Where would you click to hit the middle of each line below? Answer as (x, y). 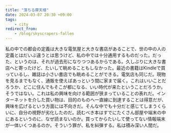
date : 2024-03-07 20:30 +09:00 (39, 15)
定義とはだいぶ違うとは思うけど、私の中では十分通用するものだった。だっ (83, 55)
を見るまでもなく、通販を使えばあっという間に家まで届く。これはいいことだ (86, 81)
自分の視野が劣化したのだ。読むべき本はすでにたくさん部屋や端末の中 (92, 112)
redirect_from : (21, 29)
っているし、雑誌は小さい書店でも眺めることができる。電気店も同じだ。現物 (86, 74)
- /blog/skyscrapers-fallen (44, 34)
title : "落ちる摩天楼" (27, 10)
